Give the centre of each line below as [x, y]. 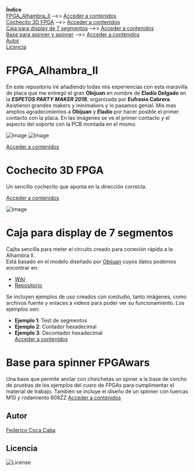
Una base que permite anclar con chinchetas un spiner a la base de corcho [96, 379]
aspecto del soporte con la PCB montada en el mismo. [72, 124]
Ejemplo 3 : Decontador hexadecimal [58, 333]
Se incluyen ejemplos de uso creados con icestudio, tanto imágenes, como [96, 297]
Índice [14, 10]
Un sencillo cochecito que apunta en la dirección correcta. [77, 186]
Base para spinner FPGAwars [78, 363]
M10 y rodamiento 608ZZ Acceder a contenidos [64, 397]
